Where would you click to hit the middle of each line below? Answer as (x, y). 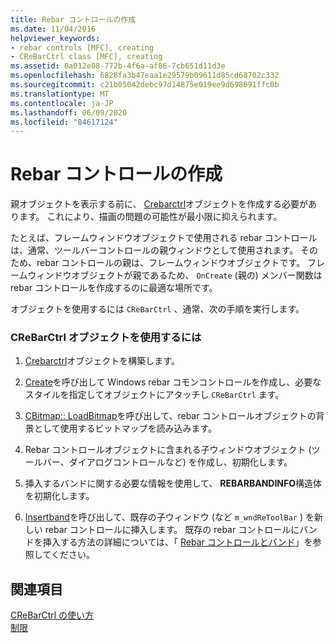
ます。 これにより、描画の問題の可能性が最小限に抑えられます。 (150, 217)
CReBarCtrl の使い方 (52, 615)
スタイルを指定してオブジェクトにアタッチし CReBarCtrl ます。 (154, 395)
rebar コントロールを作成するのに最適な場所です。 (114, 288)
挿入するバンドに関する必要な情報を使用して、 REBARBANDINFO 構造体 (173, 483)
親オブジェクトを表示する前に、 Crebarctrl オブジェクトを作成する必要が (159, 204)
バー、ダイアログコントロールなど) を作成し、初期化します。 (167, 462)
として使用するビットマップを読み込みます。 (125, 428)
